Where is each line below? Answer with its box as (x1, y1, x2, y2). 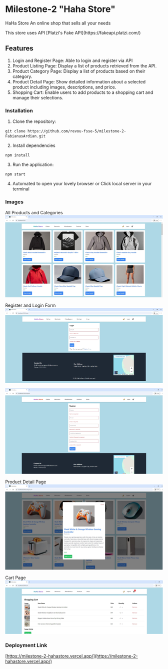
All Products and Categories (5, 210, 63, 216)
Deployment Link (5, 642, 47, 649)
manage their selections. (12, 94, 63, 100)
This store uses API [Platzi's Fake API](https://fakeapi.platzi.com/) (5, 29, 141, 35)
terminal (12, 186, 30, 192)
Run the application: (12, 161, 54, 168)
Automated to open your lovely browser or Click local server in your (12, 181, 152, 187)
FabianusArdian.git (5, 134, 46, 139)
